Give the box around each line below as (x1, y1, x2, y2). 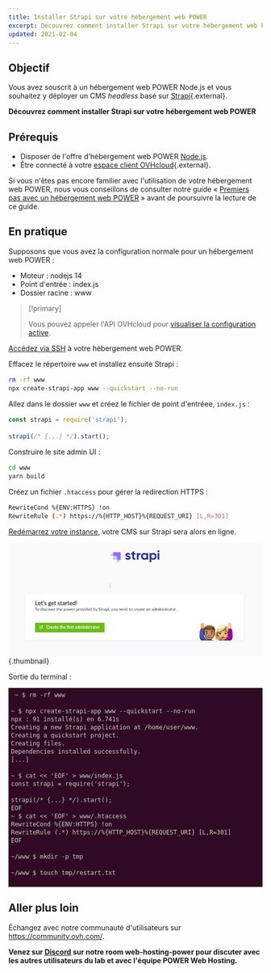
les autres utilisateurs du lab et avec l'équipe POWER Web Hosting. (8, 955, 238, 965)
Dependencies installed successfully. (10, 748, 141, 756)
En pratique (8, 225, 68, 238)
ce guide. (8, 202, 40, 211)
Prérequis (8, 130, 59, 144)
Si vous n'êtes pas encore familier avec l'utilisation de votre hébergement (8, 176, 252, 185)
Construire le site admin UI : (8, 447, 101, 457)
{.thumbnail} (8, 655, 50, 666)
